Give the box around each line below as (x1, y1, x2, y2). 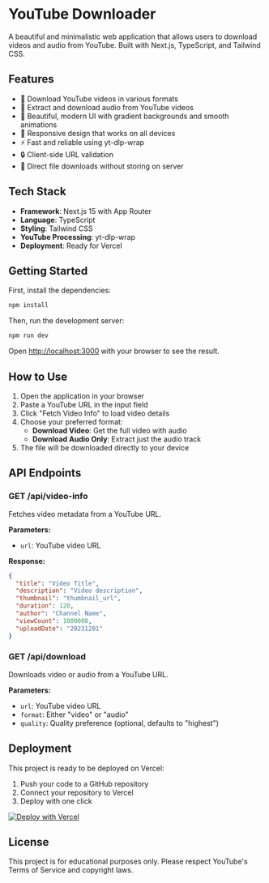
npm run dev (8, 331, 49, 340)
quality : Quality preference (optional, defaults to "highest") (19, 718, 220, 727)
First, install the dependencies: (8, 285, 111, 296)
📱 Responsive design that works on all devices (19, 128, 176, 138)
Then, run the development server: (8, 316, 125, 326)
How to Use (8, 369, 68, 383)
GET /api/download (8, 651, 87, 663)
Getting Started (8, 264, 88, 278)
